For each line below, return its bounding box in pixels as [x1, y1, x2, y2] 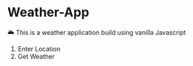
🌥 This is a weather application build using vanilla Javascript [7, 28, 187, 36]
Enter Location [17, 44, 61, 53]
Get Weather [17, 52, 55, 60]
